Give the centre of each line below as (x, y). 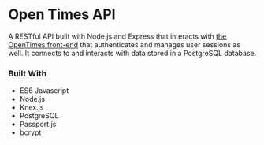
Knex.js (32, 107)
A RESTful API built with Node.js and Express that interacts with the (117, 36)
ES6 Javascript (44, 91)
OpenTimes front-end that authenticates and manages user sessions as (125, 44)
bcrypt (30, 132)
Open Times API (62, 15)
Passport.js (38, 125)
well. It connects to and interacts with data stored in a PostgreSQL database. (132, 53)
